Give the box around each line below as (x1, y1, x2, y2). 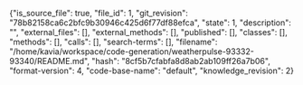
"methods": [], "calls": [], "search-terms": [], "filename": (9, 36, 218, 47)
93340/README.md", (9, 56, 90, 66)
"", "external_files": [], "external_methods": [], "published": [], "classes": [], (9, 27, 288, 37)
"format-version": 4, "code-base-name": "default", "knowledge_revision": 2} (9, 65, 294, 76)
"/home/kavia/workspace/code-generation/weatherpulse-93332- (9, 46, 255, 57)
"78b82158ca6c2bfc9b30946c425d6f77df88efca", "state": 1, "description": (9, 17, 292, 28)
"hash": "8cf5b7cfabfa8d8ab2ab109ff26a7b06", (91, 56, 271, 66)
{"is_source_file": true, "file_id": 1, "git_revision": (9, 8, 188, 18)
